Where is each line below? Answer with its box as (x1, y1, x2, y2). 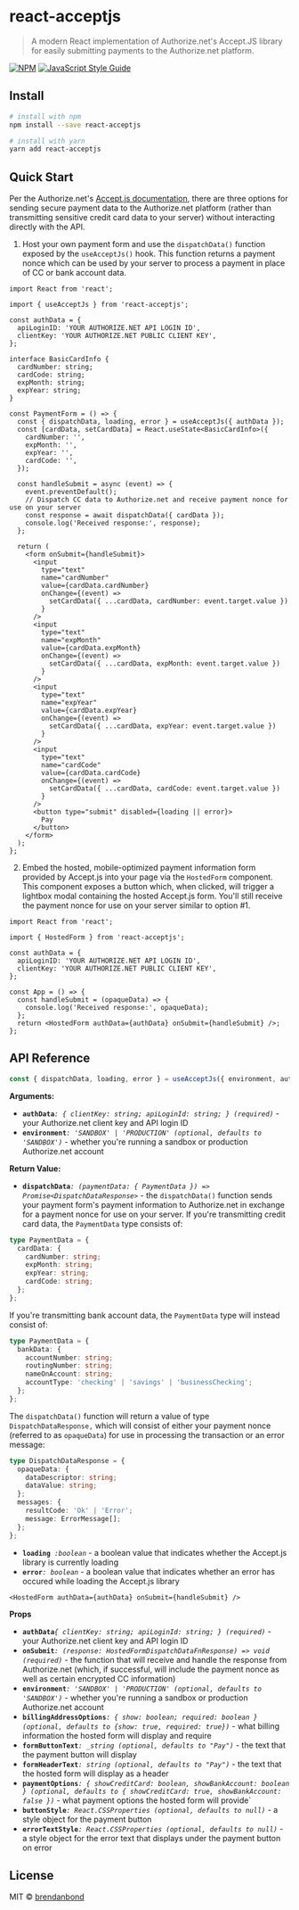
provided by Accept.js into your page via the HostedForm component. (21, 872, 273, 882)
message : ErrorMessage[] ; (25, 1514, 122, 1523)
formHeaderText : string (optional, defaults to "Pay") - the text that (21, 1758, 282, 1769)
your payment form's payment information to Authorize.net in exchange (21, 1199, 285, 1210)
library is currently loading (21, 1557, 118, 1567)
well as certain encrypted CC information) (21, 1673, 176, 1683)
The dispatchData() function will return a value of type (9, 1410, 210, 1421)
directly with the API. (9, 221, 86, 233)
